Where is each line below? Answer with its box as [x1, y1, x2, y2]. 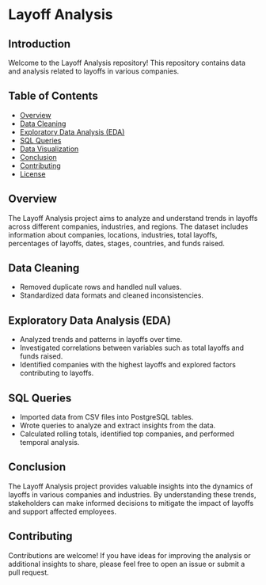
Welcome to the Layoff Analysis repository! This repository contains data [8, 58, 245, 67]
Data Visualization [19, 144, 79, 154]
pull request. [8, 568, 49, 577]
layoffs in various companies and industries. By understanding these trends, [8, 489, 256, 500]
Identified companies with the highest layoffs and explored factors [19, 360, 236, 370]
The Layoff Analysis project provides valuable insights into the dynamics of [8, 481, 253, 491]
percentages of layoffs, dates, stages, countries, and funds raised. [8, 238, 226, 248]
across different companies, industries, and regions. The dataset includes [8, 222, 249, 231]
